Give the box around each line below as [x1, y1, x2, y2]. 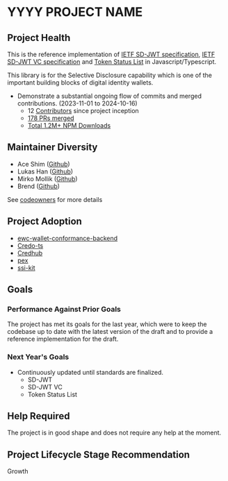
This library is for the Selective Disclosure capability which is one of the [7, 71, 213, 79]
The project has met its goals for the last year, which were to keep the [7, 320, 207, 328]
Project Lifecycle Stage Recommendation [7, 448, 190, 460]
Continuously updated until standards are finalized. [17, 368, 164, 376]
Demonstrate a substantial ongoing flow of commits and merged [17, 92, 202, 100]
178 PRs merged [27, 114, 74, 122]
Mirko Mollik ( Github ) [17, 174, 78, 183]
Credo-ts [17, 241, 44, 250]
